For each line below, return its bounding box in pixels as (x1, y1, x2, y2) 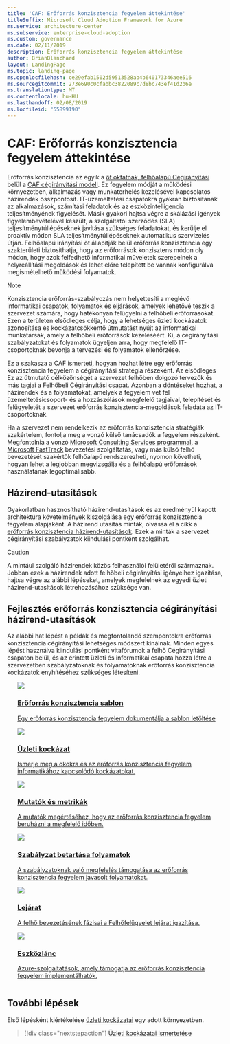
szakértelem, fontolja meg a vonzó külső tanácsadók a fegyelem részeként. (7, 430, 220, 438)
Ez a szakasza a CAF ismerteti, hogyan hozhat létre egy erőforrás (7, 359, 192, 367)
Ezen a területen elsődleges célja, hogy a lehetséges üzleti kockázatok (7, 316, 207, 324)
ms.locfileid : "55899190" (7, 106, 81, 113)
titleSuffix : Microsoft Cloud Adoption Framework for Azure (7, 16, 183, 23)
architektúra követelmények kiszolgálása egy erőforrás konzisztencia (7, 513, 203, 521)
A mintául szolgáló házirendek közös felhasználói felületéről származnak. (7, 561, 214, 569)
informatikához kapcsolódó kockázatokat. (16, 767, 136, 775)
